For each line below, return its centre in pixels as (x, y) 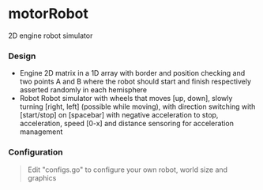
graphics (42, 177)
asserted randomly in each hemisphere (83, 90)
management (41, 132)
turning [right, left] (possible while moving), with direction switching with (137, 106)
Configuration (36, 152)
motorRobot (49, 14)
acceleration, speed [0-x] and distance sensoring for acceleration (127, 124)
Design (22, 56)
